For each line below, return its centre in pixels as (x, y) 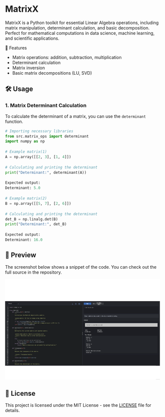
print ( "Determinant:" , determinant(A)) (46, 172)
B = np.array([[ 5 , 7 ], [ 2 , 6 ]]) (38, 203)
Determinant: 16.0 (24, 240)
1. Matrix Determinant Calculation (46, 106)
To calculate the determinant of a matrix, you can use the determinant (76, 116)
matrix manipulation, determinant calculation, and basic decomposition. (77, 28)
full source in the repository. (34, 272)
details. (13, 411)
